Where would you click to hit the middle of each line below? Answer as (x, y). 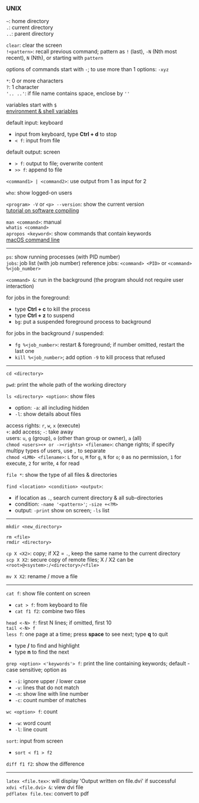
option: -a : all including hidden (52, 408)
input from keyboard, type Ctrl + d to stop (66, 134)
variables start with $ (32, 105)
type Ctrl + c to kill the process (52, 309)
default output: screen (33, 152)
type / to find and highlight (47, 646)
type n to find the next (42, 652)
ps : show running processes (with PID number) (63, 257)
